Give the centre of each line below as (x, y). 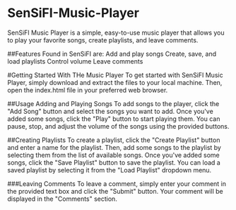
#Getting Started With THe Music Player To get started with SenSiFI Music (116, 75)
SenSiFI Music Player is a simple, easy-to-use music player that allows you (116, 33)
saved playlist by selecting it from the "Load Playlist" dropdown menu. (110, 170)
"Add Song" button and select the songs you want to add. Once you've (110, 111)
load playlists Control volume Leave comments (75, 61)
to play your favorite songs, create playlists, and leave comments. (103, 40)
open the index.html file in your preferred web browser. (88, 90)
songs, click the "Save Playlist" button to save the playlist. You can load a (114, 162)
